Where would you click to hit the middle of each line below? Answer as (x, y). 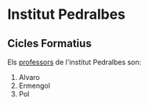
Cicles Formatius (49, 43)
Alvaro (29, 77)
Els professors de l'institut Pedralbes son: (74, 62)
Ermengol (34, 85)
